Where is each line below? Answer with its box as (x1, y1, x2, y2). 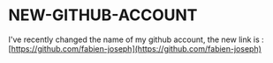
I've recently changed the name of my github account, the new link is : (8, 34, 264, 45)
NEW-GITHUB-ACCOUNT (8, 5, 198, 25)
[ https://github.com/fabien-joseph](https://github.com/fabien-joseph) (8, 43, 262, 53)
